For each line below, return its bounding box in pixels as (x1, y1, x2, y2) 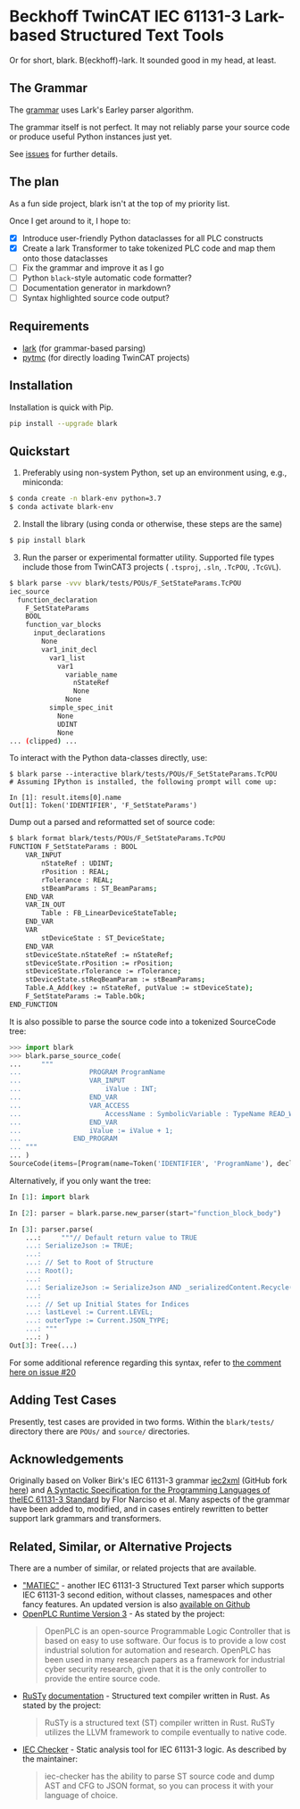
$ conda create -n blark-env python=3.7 (9, 494, 162, 504)
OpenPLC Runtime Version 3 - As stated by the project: (21, 1609, 225, 1620)
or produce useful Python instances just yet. (9, 131, 172, 142)
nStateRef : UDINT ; (41, 859, 114, 868)
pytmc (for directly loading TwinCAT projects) (21, 352, 190, 363)
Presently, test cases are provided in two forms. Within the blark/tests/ (9, 1416, 275, 1427)
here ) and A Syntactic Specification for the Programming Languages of (9, 1485, 271, 1496)
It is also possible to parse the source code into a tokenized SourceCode (9, 1016, 277, 1027)
